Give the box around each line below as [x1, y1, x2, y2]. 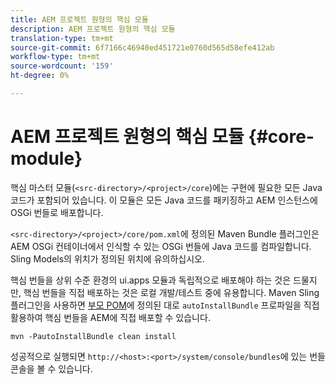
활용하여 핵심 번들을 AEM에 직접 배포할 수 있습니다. [10, 311, 211, 323]
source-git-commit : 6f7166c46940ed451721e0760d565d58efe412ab [10, 42, 275, 53]
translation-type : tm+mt [10, 33, 114, 43]
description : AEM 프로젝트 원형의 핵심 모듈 [10, 24, 176, 34]
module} [10, 147, 83, 170]
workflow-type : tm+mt [10, 52, 101, 62]
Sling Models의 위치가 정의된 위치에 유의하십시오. [10, 252, 205, 265]
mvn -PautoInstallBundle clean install [10, 331, 177, 341]
